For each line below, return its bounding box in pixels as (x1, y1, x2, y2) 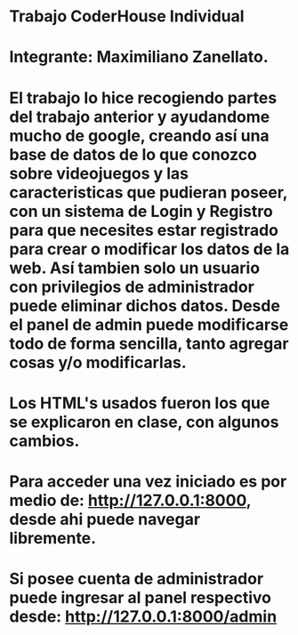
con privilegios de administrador (9, 277, 255, 297)
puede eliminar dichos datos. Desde (9, 295, 280, 316)
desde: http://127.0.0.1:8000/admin (9, 607, 278, 627)
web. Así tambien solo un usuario (9, 258, 261, 277)
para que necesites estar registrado (9, 220, 278, 240)
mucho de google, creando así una (9, 125, 270, 146)
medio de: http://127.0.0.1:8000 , (9, 490, 252, 510)
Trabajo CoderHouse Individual (9, 6, 245, 27)
